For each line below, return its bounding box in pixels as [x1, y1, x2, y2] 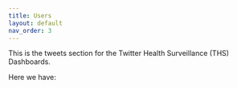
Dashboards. [8, 57, 51, 66]
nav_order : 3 [8, 26, 52, 34]
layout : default [8, 19, 63, 27]
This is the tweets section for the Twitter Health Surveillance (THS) [8, 49, 230, 58]
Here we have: [8, 73, 56, 82]
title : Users [8, 11, 52, 20]
